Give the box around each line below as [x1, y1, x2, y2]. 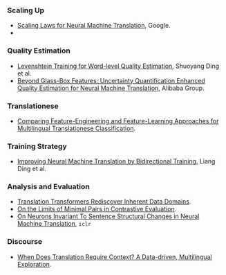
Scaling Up [7, 6, 45, 15]
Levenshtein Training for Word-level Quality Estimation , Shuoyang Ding [17, 62, 220, 70]
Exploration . [17, 260, 52, 268]
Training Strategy [7, 141, 67, 151]
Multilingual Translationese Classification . [17, 124, 136, 132]
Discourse [7, 237, 43, 247]
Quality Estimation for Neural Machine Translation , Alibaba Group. [17, 84, 205, 92]
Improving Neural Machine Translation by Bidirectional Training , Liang [17, 157, 216, 166]
